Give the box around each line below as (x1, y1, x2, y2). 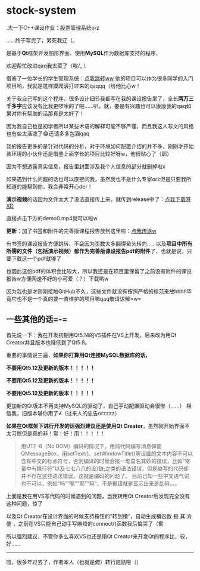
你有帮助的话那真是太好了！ (16, 110, 85, 117)
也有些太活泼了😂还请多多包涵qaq (6, 129, 90, 137)
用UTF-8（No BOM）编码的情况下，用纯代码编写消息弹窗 (20, 442, 162, 449)
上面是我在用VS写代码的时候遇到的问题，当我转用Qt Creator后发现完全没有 (6, 492, 190, 499)
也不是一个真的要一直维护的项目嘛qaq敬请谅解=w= (16, 295, 142, 302)
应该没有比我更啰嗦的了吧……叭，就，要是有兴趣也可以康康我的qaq (21, 102, 186, 109)
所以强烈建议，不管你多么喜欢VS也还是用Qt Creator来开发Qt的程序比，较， (6, 532, 190, 540)
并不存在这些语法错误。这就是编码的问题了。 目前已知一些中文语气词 (20, 472, 189, 479)
